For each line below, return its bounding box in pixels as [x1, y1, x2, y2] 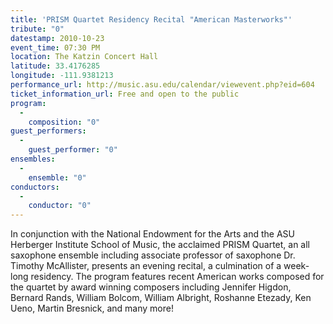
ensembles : [10, 154, 56, 164]
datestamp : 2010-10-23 [10, 33, 105, 43]
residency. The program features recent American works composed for [30, 271, 325, 283]
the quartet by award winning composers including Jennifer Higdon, [10, 281, 292, 293]
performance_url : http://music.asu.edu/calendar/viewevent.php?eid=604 [10, 80, 315, 90]
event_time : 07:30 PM [10, 42, 101, 53]
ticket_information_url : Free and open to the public [10, 89, 240, 99]
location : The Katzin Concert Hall [10, 52, 159, 62]
